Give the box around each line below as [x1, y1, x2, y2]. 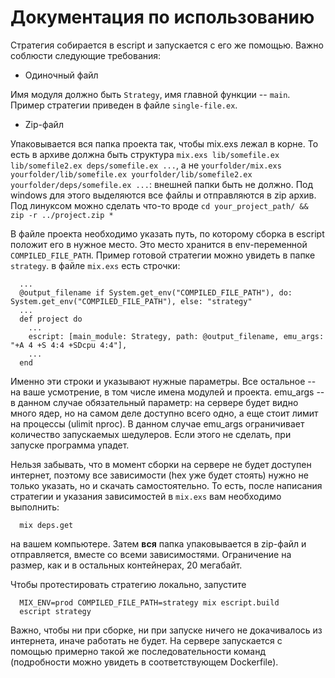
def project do [19, 314, 83, 324]
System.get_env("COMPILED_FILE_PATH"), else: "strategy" [10, 296, 253, 306]
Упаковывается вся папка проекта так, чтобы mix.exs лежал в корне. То [10, 137, 319, 150]
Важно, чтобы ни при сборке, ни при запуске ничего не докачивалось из [10, 624, 323, 636]
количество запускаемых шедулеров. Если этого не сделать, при [10, 428, 292, 440]
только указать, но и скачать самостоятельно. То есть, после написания [10, 479, 323, 491]
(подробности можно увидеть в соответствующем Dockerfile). [10, 656, 279, 668]
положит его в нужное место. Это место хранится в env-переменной [10, 238, 308, 250]
